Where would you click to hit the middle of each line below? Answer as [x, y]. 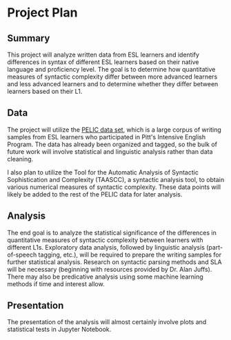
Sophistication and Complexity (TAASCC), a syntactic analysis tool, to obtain [116, 179]
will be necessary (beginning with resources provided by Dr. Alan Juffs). [110, 269]
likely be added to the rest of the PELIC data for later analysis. [95, 194]
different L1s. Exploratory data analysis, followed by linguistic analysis [106, 247]
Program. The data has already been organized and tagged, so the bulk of [112, 144]
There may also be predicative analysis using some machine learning [105, 277]
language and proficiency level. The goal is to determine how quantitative [111, 69]
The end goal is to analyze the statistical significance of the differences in [112, 232]
